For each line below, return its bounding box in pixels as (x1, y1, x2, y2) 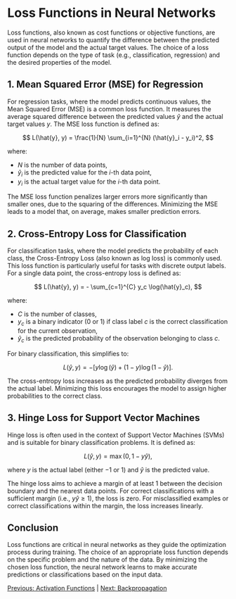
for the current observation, (17, 326, 98, 335)
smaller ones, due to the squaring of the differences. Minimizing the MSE (7, 200, 218, 208)
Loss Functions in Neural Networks (7, 5, 216, 21)
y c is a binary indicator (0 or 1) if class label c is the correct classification (17, 317, 228, 327)
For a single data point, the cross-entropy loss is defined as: (7, 269, 181, 277)
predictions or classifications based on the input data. (7, 570, 163, 579)
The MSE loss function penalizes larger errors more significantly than (7, 192, 208, 201)
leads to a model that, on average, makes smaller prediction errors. (7, 208, 202, 216)
